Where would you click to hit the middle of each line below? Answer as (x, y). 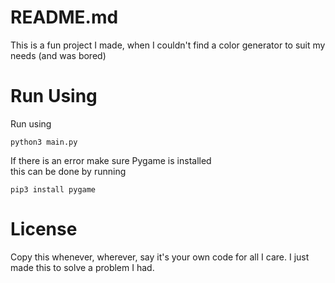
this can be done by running (68, 171)
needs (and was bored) (58, 55)
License (44, 229)
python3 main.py (44, 142)
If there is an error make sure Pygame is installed (111, 160)
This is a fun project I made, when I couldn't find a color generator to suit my (168, 45)
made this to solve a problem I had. (82, 267)
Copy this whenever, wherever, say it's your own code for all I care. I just (160, 257)
